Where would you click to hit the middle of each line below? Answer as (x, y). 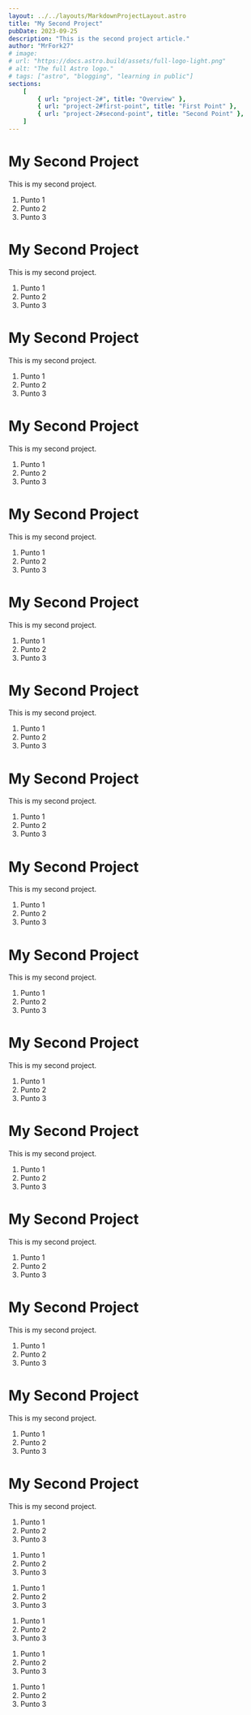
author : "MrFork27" (41, 46)
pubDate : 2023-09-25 (43, 31)
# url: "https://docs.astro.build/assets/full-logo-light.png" (117, 62)
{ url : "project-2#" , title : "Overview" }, (112, 99)
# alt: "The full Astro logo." (61, 69)
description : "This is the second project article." (99, 39)
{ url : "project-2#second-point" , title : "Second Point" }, (141, 114)
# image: (23, 54)
